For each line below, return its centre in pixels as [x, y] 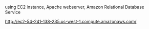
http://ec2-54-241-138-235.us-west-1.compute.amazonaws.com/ [71, 22]
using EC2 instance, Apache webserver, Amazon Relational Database [75, 7]
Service [13, 12]
